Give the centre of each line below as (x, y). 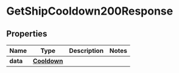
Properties (27, 34)
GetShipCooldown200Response (90, 11)
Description (86, 51)
